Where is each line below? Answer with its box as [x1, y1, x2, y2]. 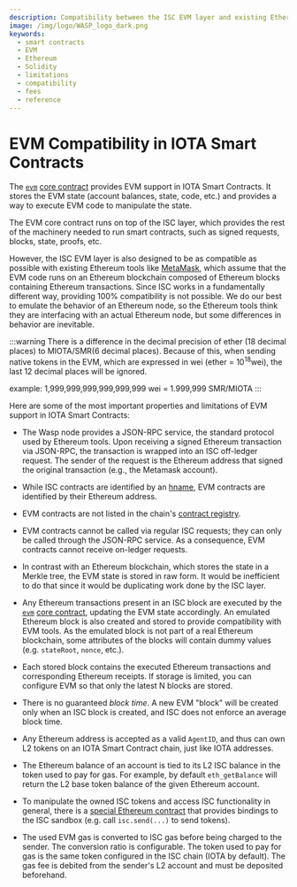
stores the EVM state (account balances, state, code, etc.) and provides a [9, 191, 277, 202]
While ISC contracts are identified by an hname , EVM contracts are [21, 482, 266, 492]
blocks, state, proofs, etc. [9, 236, 103, 247]
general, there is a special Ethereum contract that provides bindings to [21, 805, 278, 815]
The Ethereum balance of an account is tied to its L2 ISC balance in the [21, 760, 281, 770]
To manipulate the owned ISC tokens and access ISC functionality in [21, 796, 271, 806]
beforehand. [21, 869, 67, 880]
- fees [17, 87, 42, 96]
